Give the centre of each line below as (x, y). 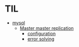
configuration (42, 33)
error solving (41, 39)
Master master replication (47, 28)
